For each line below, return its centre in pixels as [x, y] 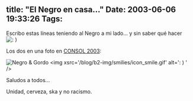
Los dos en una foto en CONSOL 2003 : [54, 51]
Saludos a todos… [28, 80]
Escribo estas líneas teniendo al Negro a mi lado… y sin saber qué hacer [94, 33]
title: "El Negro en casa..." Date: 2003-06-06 [91, 10]
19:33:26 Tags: [35, 19]
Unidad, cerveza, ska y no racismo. [49, 92]
